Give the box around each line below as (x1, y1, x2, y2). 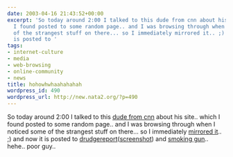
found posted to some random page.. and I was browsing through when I (7, 120, 216, 128)
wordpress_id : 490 (7, 87, 60, 94)
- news (7, 74, 26, 82)
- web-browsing (7, 62, 51, 68)
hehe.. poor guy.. (7, 142, 56, 150)
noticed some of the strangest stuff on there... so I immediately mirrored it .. (7, 127, 222, 136)
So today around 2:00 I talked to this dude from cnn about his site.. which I (7, 113, 221, 121)
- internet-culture (7, 49, 64, 56)
